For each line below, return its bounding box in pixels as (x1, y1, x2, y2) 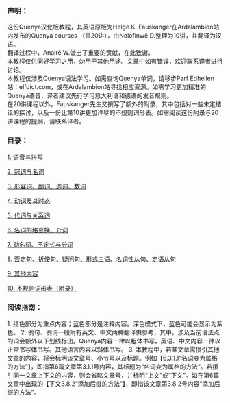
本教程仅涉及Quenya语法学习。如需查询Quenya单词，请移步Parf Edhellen (7, 74, 214, 83)
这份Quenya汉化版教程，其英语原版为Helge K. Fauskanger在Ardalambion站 (7, 23, 220, 32)
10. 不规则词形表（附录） (7, 284, 77, 292)
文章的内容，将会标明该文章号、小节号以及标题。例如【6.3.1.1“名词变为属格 (7, 354, 218, 362)
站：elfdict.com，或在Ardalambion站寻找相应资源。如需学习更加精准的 (7, 83, 207, 91)
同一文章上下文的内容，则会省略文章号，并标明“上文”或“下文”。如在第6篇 (12, 371, 220, 379)
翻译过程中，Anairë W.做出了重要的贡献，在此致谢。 (7, 49, 154, 57)
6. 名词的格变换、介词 (7, 225, 68, 234)
